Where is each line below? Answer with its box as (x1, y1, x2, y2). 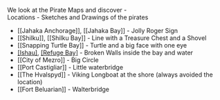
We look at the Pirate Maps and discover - (7, 6, 127, 14)
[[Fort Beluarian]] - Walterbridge (17, 86, 109, 93)
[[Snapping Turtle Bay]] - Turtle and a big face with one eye (17, 41, 187, 49)
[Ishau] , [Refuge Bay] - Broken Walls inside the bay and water (17, 48, 194, 57)
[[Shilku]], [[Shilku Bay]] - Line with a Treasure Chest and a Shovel (17, 34, 207, 42)
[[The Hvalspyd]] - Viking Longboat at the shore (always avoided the (17, 70, 213, 79)
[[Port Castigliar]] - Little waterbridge (17, 63, 123, 71)
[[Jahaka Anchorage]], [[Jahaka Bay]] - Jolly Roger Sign (17, 27, 178, 34)
